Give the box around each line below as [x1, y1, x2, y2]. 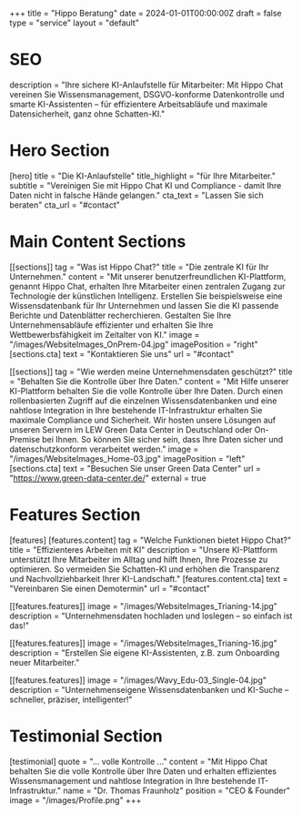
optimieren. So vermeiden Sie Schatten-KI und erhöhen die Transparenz [9, 564, 280, 575]
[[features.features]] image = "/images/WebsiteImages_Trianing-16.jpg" [9, 637, 277, 648]
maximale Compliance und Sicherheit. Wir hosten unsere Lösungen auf [9, 414, 277, 425]
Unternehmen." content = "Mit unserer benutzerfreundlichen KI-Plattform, [9, 270, 287, 281]
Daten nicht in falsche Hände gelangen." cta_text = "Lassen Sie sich [9, 189, 264, 200]
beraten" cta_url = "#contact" [9, 199, 121, 210]
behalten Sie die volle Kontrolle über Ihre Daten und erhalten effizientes [9, 765, 277, 777]
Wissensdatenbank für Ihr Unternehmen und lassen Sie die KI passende [9, 300, 279, 311]
